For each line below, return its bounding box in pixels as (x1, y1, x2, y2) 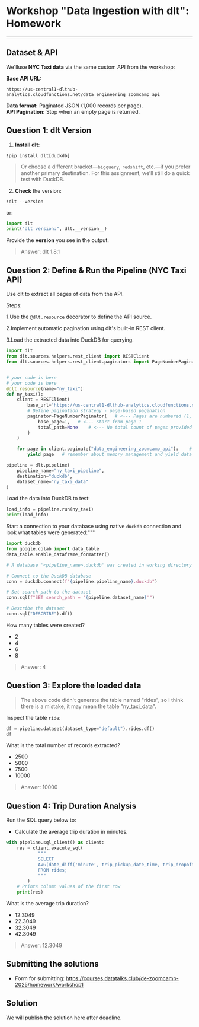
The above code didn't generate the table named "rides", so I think (20, 696, 184, 703)
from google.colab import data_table (6, 546, 99, 552)
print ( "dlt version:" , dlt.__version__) (6, 226, 108, 232)
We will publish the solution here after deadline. (6, 1014, 123, 1021)
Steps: (6, 302, 22, 309)
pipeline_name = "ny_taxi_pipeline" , (17, 467, 105, 474)
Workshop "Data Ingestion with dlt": (6, 4, 190, 18)
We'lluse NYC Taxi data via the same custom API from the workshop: (6, 63, 175, 71)
